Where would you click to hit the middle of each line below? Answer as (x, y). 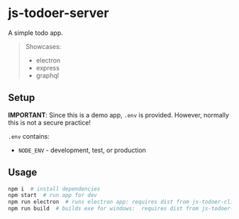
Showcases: (43, 46)
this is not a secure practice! (50, 122)
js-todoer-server (59, 13)
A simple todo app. (35, 33)
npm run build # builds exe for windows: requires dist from (104, 209)
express (48, 68)
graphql (48, 75)
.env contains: (29, 136)
